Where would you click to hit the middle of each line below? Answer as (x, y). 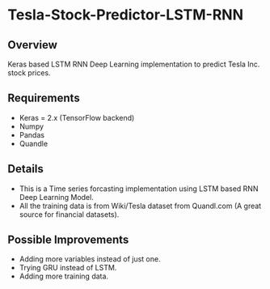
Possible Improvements (68, 240)
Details (25, 169)
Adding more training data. (64, 276)
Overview (33, 45)
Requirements (44, 98)
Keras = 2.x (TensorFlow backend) (77, 117)
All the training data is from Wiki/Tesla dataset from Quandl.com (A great (140, 206)
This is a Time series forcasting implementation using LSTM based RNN (139, 189)
